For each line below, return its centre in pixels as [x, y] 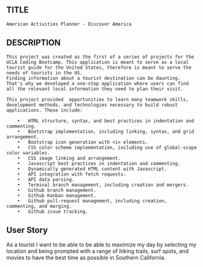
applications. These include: [45, 110]
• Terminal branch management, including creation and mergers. [103, 185]
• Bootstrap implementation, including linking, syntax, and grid [106, 131]
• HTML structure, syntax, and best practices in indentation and [106, 121]
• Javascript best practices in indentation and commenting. [99, 163]
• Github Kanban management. [57, 195]
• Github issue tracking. [53, 212]
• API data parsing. [46, 179]
